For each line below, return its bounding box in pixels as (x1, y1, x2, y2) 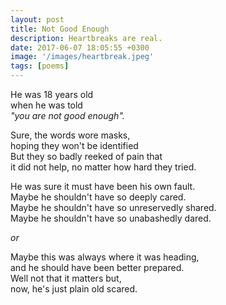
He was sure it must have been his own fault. (10, 181, 196, 192)
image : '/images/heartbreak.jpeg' (10, 52, 155, 62)
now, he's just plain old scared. (10, 283, 138, 295)
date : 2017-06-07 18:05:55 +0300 (10, 42, 150, 53)
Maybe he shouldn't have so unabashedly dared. (10, 212, 212, 224)
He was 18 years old (10, 89, 94, 100)
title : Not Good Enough (10, 24, 110, 34)
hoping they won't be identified (10, 140, 139, 151)
